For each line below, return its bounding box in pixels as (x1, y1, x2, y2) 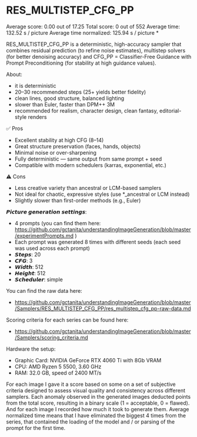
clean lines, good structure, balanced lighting (14, 95, 125, 102)
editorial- (159, 107, 182, 114)
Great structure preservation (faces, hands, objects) (14, 142, 141, 150)
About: (6, 71, 22, 78)
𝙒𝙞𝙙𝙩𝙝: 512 (14, 263, 44, 271)
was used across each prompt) (14, 245, 90, 252)
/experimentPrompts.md (14, 232, 74, 239)
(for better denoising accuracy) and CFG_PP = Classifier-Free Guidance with (6, 53, 192, 60)
